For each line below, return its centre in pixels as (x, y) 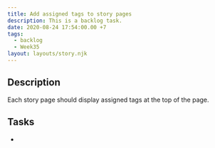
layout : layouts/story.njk (47, 54)
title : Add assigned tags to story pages (70, 14)
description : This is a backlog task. (65, 21)
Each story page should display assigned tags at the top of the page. (108, 100)
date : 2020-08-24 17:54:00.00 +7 (57, 27)
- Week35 (27, 47)
